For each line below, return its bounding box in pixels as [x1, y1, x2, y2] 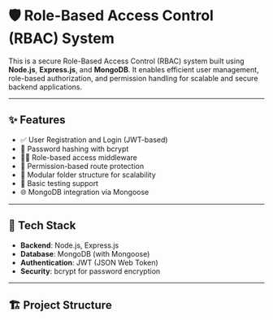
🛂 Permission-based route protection [19, 161, 145, 171]
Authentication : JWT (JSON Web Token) [19, 257, 158, 267]
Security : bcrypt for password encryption [19, 266, 161, 276]
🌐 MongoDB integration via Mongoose [19, 187, 149, 197]
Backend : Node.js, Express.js [19, 240, 119, 250]
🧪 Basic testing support [19, 178, 99, 188]
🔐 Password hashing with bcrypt [19, 144, 129, 154]
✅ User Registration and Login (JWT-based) [19, 135, 168, 145]
